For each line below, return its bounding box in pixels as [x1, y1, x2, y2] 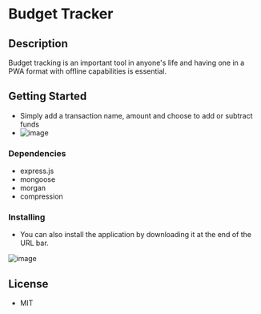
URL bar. [19, 238, 50, 248]
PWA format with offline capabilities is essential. [8, 66, 167, 76]
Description [8, 37, 68, 50]
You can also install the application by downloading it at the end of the [19, 230, 252, 240]
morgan [19, 183, 46, 193]
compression [19, 191, 64, 201]
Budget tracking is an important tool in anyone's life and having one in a [8, 58, 245, 67]
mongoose [19, 175, 56, 184]
